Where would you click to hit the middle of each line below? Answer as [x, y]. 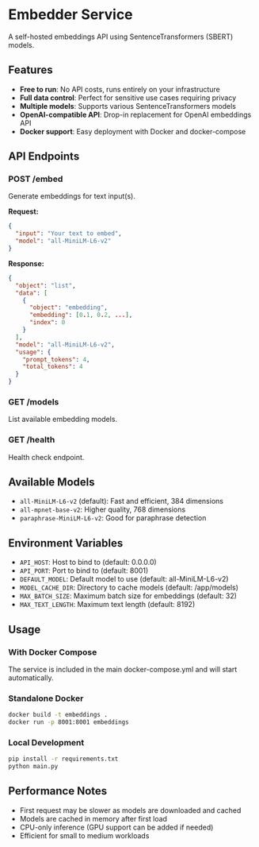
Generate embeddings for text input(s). [72, 196]
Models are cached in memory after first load [93, 818]
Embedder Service [70, 15]
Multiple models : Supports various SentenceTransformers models [128, 106]
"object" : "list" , [46, 285]
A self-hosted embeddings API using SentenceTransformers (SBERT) [121, 37]
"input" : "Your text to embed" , [69, 234]
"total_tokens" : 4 [53, 367]
